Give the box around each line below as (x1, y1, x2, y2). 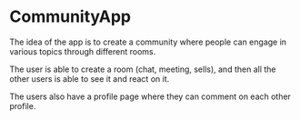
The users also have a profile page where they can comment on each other (9, 91, 291, 102)
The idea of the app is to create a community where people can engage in (9, 36, 287, 47)
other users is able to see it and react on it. (9, 73, 170, 84)
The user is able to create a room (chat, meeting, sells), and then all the (9, 64, 276, 75)
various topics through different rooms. (9, 45, 156, 56)
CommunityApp (9, 6, 132, 27)
